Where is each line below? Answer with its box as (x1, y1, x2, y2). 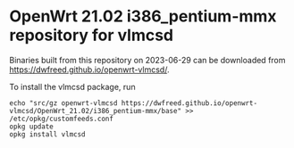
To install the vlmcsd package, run (9, 81, 136, 92)
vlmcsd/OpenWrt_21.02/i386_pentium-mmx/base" (9, 106, 181, 115)
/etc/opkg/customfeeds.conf (9, 114, 114, 123)
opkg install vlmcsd (9, 129, 87, 139)
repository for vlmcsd (9, 25, 174, 45)
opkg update (9, 122, 54, 131)
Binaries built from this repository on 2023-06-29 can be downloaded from (9, 54, 286, 65)
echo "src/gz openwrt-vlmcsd (9, 98, 118, 108)
